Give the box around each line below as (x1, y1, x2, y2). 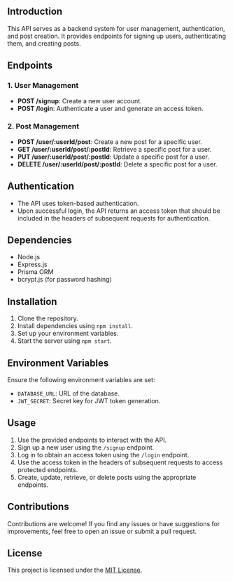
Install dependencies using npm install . (17, 322, 133, 330)
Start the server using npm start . (17, 337, 112, 345)
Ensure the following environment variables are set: (7, 376, 155, 384)
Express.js (17, 260, 48, 269)
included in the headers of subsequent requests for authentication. (17, 214, 211, 222)
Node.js (17, 253, 41, 261)
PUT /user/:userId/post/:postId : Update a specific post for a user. (17, 152, 210, 161)
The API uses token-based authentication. (17, 199, 139, 207)
